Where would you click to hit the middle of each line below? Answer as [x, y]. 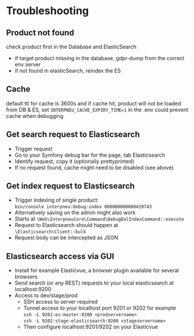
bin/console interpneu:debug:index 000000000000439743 [83, 207]
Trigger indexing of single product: [56, 200]
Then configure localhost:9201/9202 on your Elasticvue [91, 327]
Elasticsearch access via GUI [60, 256]
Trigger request [34, 149]
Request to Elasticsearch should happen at [66, 225]
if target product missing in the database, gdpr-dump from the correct [99, 58]
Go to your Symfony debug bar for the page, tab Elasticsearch [90, 155]
